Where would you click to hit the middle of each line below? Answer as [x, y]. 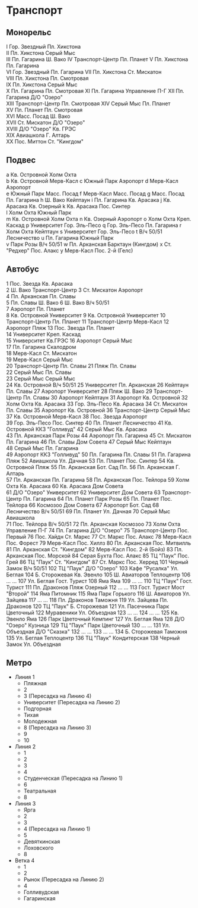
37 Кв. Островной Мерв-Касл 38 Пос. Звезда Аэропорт [77, 416]
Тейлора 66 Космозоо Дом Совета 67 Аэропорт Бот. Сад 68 [83, 505]
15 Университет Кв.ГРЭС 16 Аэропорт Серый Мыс [69, 341]
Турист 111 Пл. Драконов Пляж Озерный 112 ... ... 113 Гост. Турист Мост [95, 587]
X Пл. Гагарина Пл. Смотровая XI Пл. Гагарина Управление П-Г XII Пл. [95, 91]
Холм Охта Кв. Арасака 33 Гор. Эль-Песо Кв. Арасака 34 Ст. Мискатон [97, 404]
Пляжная [35, 684]
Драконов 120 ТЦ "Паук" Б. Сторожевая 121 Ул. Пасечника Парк [88, 606]
